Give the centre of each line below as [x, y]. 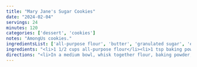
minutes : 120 [22, 28]
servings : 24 [22, 22]
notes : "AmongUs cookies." [39, 38]
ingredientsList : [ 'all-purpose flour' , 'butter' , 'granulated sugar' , [95, 44]
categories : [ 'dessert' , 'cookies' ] [51, 33]
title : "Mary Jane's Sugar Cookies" [51, 11]
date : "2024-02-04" [30, 17]
